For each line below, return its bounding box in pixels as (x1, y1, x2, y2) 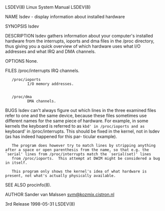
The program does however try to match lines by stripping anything (11, 143, 156, 148)
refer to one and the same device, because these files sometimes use (5, 113, 147, 118)
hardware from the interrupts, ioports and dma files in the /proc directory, (5, 38, 155, 44)
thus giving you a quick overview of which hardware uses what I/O (5, 43, 141, 49)
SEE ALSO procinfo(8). (5, 182, 51, 188)
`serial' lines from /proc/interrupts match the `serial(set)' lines (5, 152, 152, 157)
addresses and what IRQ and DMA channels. (5, 49, 96, 54)
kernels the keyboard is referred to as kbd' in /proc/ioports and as (5, 123, 145, 129)
